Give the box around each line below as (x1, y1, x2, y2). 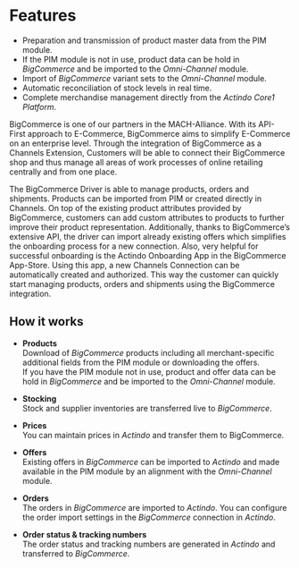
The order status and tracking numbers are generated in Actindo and (21, 538, 276, 549)
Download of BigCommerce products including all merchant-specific (21, 347, 275, 358)
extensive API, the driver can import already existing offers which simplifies (9, 231, 287, 242)
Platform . (21, 101, 56, 112)
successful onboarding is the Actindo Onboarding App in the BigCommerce (9, 250, 287, 260)
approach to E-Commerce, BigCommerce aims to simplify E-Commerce (27, 128, 291, 139)
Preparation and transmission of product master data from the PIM (21, 35, 267, 46)
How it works (9, 314, 84, 329)
